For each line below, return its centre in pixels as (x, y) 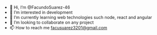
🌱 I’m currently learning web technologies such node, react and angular (81, 17)
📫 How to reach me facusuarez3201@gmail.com (58, 28)
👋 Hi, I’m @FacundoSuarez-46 (40, 7)
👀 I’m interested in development (41, 12)
